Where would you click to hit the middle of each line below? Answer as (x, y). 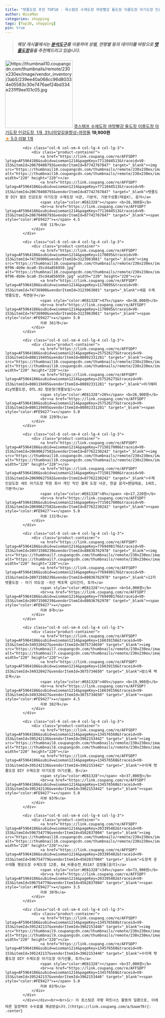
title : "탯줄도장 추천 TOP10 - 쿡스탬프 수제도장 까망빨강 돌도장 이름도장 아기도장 (79, 10)
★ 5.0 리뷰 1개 (19, 139)
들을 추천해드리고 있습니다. (55, 50)
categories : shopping (27, 19)
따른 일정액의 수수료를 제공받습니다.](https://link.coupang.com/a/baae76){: (78, 1007)
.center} (14, 1011)
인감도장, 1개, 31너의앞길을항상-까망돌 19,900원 (64, 133)
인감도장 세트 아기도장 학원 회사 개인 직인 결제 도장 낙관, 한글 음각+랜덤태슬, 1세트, (81, 484)
